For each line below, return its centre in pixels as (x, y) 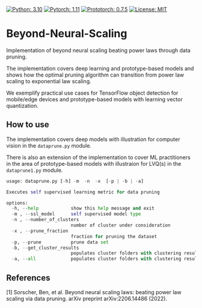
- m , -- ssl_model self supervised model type (76, 214)
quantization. (23, 105)
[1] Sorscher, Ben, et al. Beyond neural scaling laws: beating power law (94, 292)
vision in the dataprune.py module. (49, 145)
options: (17, 203)
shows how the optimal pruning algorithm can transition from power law (95, 75)
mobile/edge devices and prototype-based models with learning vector (94, 99)
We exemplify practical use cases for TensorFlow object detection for (92, 93)
